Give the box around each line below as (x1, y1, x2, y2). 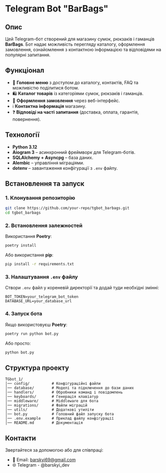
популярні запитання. (5, 52, 51, 58)
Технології (5, 130, 40, 139)
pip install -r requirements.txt (5, 262, 74, 267)
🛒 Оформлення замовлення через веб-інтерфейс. (12, 98, 120, 104)
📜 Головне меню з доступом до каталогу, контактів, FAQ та (12, 79, 139, 85)
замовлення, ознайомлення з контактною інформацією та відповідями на (5, 47, 162, 52)
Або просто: (5, 340, 31, 346)
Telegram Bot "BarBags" (5, 3, 109, 14)
